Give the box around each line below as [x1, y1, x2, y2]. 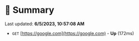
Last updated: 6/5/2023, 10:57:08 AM [5, 21, 85, 27]
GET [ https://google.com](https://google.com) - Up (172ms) [12, 30, 134, 36]
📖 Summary [5, 4, 54, 16]
